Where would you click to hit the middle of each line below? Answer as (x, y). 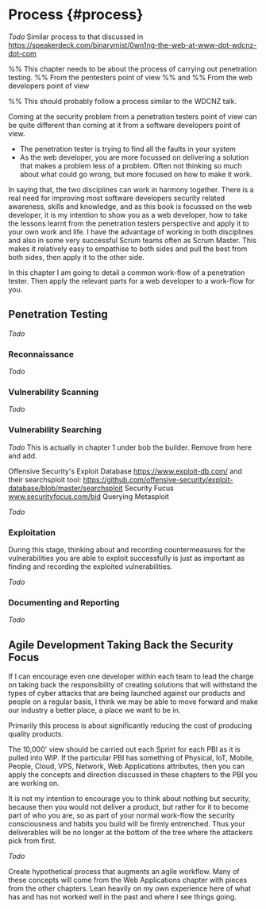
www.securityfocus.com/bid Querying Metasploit (89, 496)
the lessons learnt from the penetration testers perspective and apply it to (129, 223)
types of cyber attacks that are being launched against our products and (127, 694)
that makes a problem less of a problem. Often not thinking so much (131, 165)
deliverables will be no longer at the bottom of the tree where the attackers (131, 833)
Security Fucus (149, 488)
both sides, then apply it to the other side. (76, 257)
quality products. (36, 734)
